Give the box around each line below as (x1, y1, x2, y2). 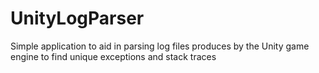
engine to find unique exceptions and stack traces (10, 50, 217, 62)
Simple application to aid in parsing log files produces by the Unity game (10, 40, 310, 52)
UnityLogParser (10, 7, 145, 30)
